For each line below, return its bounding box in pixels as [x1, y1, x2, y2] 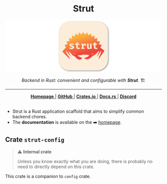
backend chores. [12, 113, 47, 119]
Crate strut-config [5, 135, 65, 144]
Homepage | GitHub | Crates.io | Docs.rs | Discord [30, 93, 137, 99]
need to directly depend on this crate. [17, 164, 94, 170]
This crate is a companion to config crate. [5, 173, 91, 179]
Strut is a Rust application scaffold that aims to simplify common [12, 108, 144, 114]
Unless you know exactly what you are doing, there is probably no [17, 158, 153, 164]
